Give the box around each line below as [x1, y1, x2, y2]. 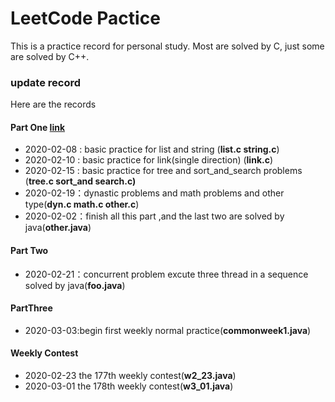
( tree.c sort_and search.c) [24, 175, 137, 187]
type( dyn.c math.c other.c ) [24, 198, 140, 211]
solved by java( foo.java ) [24, 279, 126, 291]
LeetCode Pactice [10, 7, 161, 30]
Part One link [10, 121, 66, 133]
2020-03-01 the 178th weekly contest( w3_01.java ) [24, 380, 234, 392]
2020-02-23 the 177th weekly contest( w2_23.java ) [24, 370, 237, 382]
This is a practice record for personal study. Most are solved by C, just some [10, 40, 325, 52]
